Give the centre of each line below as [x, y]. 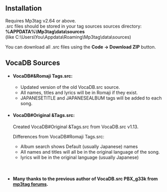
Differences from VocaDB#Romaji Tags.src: [58, 136]
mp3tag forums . [30, 184]
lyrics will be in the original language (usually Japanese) [80, 157]
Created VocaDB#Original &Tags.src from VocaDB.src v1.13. [76, 127]
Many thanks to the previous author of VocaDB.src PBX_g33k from [85, 179]
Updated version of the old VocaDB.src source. [70, 87]
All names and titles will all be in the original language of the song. [90, 152]
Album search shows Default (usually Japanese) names [79, 146]
